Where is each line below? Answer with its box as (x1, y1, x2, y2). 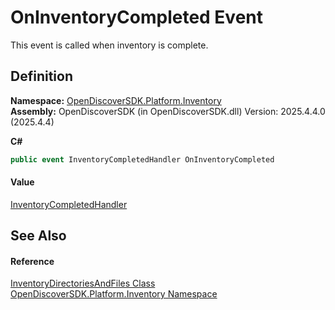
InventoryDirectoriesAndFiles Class (10, 277, 156, 290)
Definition (10, 68, 73, 85)
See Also (10, 227, 67, 245)
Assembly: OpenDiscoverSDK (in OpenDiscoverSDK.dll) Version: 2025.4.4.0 (10, 105, 326, 117)
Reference (10, 255, 55, 267)
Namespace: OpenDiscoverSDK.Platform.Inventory (10, 94, 222, 106)
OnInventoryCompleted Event (10, 6, 264, 29)
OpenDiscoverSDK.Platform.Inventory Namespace (10, 288, 218, 300)
